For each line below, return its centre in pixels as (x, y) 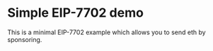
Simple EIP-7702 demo (75, 13)
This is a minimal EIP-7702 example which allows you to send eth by (107, 32)
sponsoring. (25, 39)
